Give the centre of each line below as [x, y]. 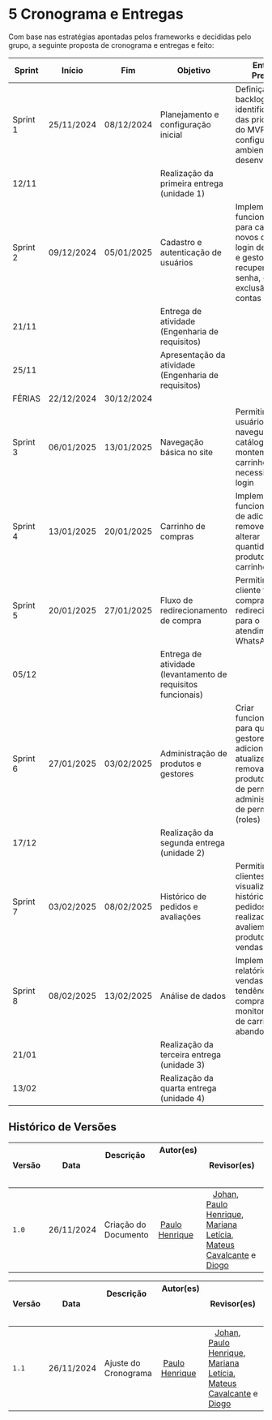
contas [248, 298]
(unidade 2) [183, 853]
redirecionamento [194, 610]
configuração [186, 124]
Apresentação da [193, 355]
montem [251, 452]
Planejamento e [190, 114]
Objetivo [193, 70]
